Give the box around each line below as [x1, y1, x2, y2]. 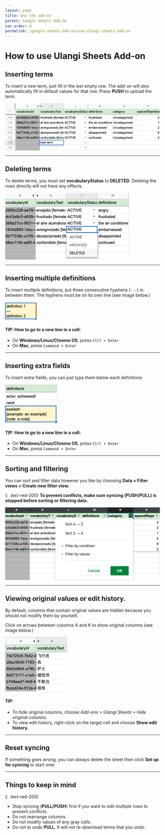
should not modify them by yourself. [5, 613, 79, 619]
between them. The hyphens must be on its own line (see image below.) [5, 292, 151, 298]
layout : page [5, 8, 32, 13]
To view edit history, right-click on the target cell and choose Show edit [12, 719, 157, 725]
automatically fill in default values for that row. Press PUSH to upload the [5, 89, 152, 94]
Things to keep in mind [5, 780, 77, 789]
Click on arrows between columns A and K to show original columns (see [5, 622, 153, 628]
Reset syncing [5, 743, 50, 752]
